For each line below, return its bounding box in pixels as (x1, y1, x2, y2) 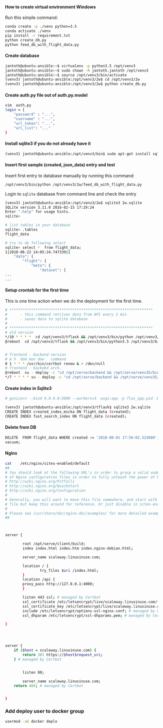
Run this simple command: (5, 15, 58, 20)
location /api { (22, 577, 55, 582)
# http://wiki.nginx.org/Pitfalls (5, 479, 75, 484)
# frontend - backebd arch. (5, 365, 62, 371)
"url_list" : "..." (14, 126, 51, 130)
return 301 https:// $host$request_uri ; (22, 653, 103, 657)
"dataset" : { (39, 268, 66, 273)
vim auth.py (5, 103, 32, 108)
